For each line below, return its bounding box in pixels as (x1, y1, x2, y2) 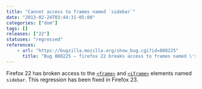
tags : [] (6, 25, 28, 32)
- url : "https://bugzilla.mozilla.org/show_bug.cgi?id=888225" (17, 48, 179, 54)
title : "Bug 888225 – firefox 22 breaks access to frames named (22, 53, 187, 59)
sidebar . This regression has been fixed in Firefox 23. (6, 76, 138, 83)
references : (6, 42, 36, 48)
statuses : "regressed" (6, 36, 63, 42)
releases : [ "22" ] (6, 31, 50, 37)
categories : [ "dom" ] (6, 20, 58, 26)
